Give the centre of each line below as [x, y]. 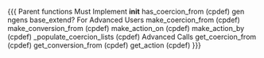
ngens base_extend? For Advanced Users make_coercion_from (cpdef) [124, 20]
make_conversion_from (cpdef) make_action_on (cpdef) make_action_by [126, 28]
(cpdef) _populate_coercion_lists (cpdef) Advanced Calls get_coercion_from [132, 37]
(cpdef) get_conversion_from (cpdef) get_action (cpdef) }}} [105, 45]
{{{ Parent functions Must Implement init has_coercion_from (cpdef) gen [126, 12]
